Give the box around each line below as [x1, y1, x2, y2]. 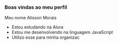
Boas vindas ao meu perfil [4, 4, 67, 11]
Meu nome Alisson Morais [4, 15, 57, 21]
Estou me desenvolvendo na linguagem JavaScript [11, 30, 113, 35]
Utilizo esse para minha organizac [11, 34, 80, 40]
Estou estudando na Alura [11, 24, 64, 30]
